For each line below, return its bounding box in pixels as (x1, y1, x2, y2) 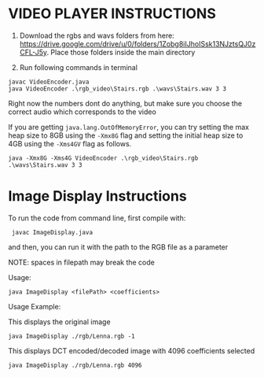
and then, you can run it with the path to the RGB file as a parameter (8, 242, 229, 252)
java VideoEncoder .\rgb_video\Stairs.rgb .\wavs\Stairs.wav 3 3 (8, 84, 226, 93)
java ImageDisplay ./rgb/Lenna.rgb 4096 (8, 361, 143, 369)
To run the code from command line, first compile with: (8, 213, 186, 223)
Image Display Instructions (8, 187, 187, 205)
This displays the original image (8, 316, 112, 327)
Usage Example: (8, 301, 61, 311)
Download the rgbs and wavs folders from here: (19, 31, 174, 40)
